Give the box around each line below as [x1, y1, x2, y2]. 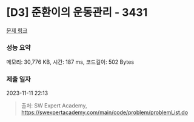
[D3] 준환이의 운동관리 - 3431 [6, 5, 148, 19]
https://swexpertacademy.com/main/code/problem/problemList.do [21, 109, 189, 116]
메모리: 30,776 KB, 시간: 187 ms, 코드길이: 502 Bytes [6, 58, 135, 66]
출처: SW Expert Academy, [21, 101, 87, 109]
